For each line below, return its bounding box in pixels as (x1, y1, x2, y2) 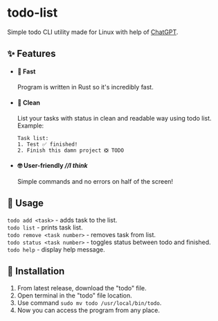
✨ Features (7, 48, 56, 60)
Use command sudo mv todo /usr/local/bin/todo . (17, 298, 162, 306)
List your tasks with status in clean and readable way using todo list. (17, 114, 212, 122)
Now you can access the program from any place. (17, 306, 161, 314)
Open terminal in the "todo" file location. (17, 291, 133, 300)
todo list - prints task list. (7, 223, 83, 232)
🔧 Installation (7, 266, 65, 277)
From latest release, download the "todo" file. (17, 284, 147, 292)
